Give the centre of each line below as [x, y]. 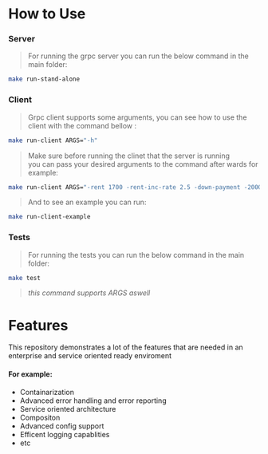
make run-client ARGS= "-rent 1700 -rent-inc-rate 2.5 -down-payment [124, 187]
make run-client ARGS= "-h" [53, 140]
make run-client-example [49, 217]
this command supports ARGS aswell [89, 293]
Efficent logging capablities [65, 434]
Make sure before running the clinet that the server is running [128, 156]
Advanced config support [62, 426]
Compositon [40, 417]
